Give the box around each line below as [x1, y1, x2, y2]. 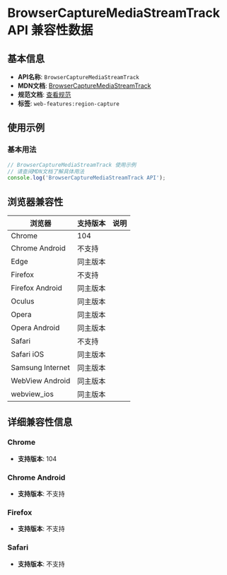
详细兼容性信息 [7, 416, 73, 428]
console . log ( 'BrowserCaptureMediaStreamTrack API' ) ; [7, 175, 166, 182]
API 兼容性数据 [7, 23, 93, 38]
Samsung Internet [11, 363, 71, 373]
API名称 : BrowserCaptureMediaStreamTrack [17, 73, 140, 81]
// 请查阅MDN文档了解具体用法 [7, 168, 85, 175]
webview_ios [11, 389, 54, 399]
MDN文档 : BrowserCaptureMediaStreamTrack [17, 81, 151, 90]
